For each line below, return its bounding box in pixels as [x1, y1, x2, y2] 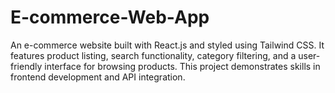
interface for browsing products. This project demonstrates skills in [44, 60, 321, 72]
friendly [10, 60, 43, 72]
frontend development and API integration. [10, 71, 186, 83]
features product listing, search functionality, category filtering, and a [10, 49, 297, 61]
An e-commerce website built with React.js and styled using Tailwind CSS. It [10, 39, 325, 51]
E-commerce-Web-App [10, 6, 210, 29]
